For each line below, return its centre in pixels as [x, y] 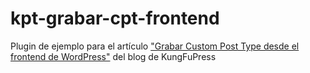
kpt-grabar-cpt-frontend [115, 18]
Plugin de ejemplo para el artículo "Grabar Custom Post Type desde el [155, 46]
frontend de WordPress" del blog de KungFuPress [113, 56]
